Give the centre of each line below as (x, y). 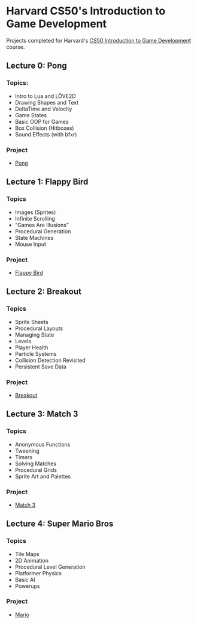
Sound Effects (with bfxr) (46, 134)
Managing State (34, 334)
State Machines (34, 237)
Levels (23, 341)
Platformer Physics (38, 573)
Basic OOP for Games (42, 121)
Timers (24, 457)
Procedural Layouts (39, 328)
